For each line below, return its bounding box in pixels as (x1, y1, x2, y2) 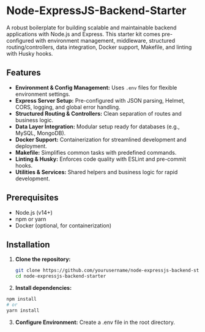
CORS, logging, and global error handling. (15, 103, 121, 111)
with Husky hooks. (6, 50, 53, 57)
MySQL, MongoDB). (15, 129, 66, 136)
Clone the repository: (15, 256, 71, 263)
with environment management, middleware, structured (35, 37, 176, 44)
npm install (6, 296, 37, 303)
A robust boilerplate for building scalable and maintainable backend (6, 24, 177, 31)
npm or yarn (15, 215, 47, 223)
